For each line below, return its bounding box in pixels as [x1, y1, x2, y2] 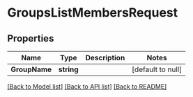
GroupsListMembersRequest [7, 5, 178, 21]
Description [85, 53, 125, 62]
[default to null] [131, 64, 183, 74]
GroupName [10, 64, 52, 74]
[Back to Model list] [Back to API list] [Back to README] [7, 82, 167, 91]
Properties [7, 33, 54, 44]
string [58, 64, 79, 74]
